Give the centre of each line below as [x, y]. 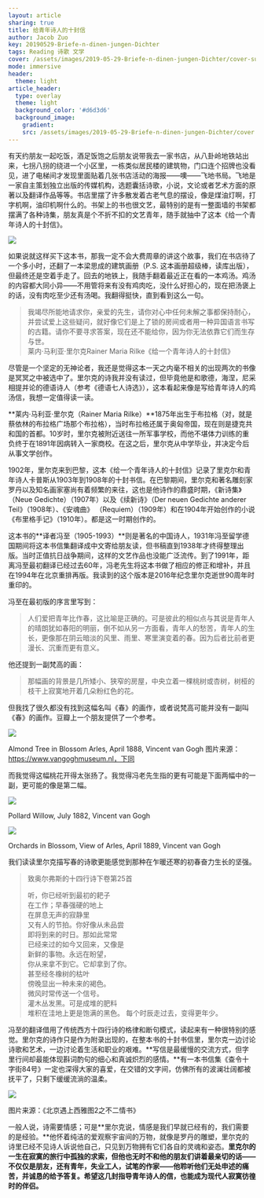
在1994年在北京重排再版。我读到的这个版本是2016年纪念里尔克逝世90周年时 [132, 575]
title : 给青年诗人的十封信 [47, 30]
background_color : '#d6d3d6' [63, 111]
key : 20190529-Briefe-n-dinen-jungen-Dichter [84, 45]
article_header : [35, 88]
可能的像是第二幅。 [60, 785]
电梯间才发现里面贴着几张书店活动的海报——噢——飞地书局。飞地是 [145, 175]
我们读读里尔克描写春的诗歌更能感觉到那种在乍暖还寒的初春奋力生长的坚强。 [132, 862]
